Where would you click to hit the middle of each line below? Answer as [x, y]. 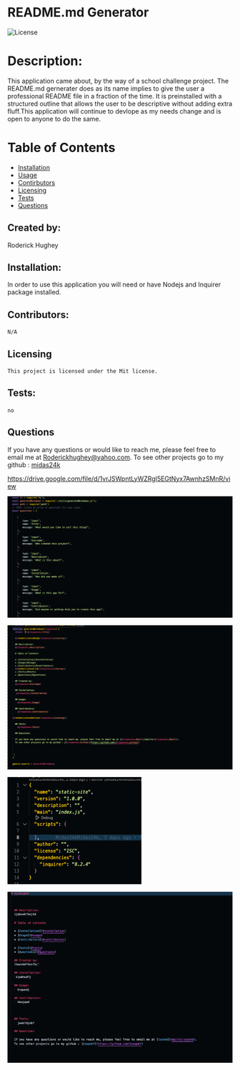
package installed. [34, 292]
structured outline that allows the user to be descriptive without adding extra [120, 104]
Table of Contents [61, 148]
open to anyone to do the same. [54, 119]
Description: [45, 61]
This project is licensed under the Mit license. [83, 371]
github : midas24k [34, 464]
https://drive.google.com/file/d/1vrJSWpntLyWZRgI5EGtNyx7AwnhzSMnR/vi [119, 479]
